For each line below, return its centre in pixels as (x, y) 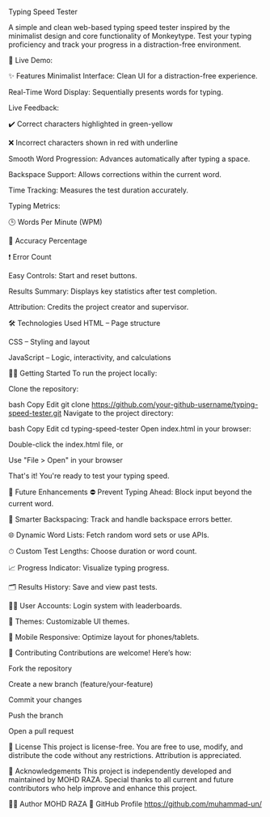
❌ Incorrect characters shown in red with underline (93, 142)
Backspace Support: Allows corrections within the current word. (115, 174)
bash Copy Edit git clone (49, 404)
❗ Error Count (30, 257)
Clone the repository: (44, 389)
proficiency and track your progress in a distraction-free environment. (125, 44)
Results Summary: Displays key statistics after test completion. (113, 291)
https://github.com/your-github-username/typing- (175, 404)
